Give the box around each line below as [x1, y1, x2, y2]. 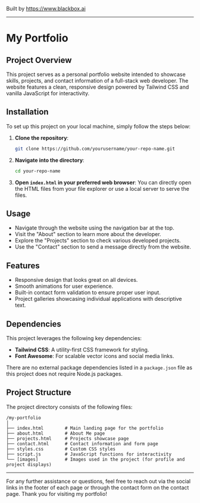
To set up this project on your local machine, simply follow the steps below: [6, 122, 191, 130]
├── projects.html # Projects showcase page [6, 435, 129, 442]
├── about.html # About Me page [6, 430, 105, 436]
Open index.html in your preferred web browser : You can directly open [14, 178, 192, 186]
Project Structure [6, 388, 71, 398]
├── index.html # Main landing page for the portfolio [6, 425, 164, 431]
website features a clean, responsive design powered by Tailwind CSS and [6, 83, 189, 90]
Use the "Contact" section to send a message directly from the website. [14, 243, 192, 250]
